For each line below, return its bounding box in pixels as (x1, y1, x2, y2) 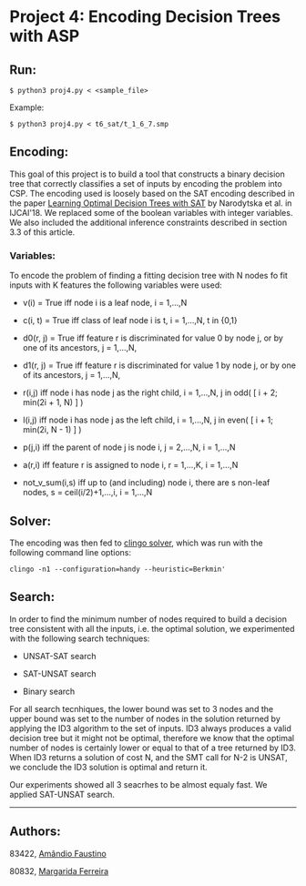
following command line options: (9, 546, 132, 557)
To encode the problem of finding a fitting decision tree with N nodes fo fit (9, 270, 289, 281)
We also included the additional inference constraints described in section (9, 217, 288, 228)
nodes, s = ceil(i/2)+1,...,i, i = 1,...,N (22, 487, 153, 498)
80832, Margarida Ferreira (9, 865, 109, 876)
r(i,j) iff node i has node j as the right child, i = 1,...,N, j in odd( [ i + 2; (22, 387, 278, 398)
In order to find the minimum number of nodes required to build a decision (9, 613, 287, 625)
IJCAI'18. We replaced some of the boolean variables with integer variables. (9, 207, 293, 218)
